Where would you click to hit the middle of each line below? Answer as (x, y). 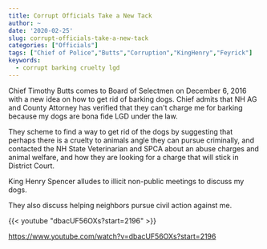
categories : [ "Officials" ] (53, 46)
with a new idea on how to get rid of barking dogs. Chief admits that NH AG (133, 99)
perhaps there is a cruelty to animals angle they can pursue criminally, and (131, 140)
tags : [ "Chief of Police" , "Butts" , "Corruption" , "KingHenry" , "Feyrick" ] (130, 53)
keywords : (25, 61)
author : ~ (25, 23)
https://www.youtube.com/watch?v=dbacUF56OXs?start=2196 (112, 236)
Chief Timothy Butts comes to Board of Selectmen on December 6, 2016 (127, 90)
